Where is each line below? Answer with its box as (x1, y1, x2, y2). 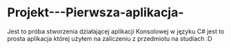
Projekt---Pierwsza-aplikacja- (7, 5, 184, 20)
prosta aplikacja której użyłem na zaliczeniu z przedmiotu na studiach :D (7, 34, 212, 42)
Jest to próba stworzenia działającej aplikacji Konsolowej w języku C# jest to (7, 27, 225, 35)
